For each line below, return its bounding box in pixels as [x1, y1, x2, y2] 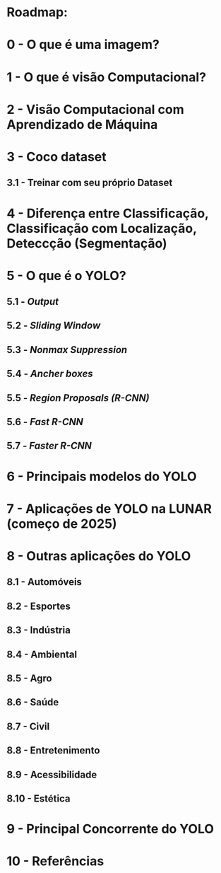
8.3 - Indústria [6, 624, 71, 637]
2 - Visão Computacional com [6, 101, 184, 117]
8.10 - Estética [6, 792, 71, 804]
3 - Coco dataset [6, 149, 107, 165]
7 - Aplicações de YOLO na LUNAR [6, 500, 213, 516]
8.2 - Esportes [6, 600, 71, 612]
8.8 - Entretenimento [6, 744, 100, 757]
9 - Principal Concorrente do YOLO [6, 821, 215, 837]
